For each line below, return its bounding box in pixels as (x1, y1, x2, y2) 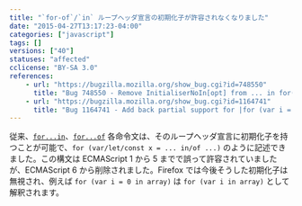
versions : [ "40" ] (9, 47, 75, 56)
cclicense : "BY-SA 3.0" (9, 64, 99, 73)
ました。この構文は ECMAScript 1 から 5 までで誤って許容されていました (9, 154, 278, 165)
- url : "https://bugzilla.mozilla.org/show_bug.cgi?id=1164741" (25, 96, 271, 106)
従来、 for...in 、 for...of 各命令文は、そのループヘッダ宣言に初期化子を (9, 131, 280, 142)
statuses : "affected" (9, 55, 91, 64)
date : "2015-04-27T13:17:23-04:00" (9, 22, 143, 31)
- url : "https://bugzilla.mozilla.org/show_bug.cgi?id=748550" (25, 80, 268, 89)
